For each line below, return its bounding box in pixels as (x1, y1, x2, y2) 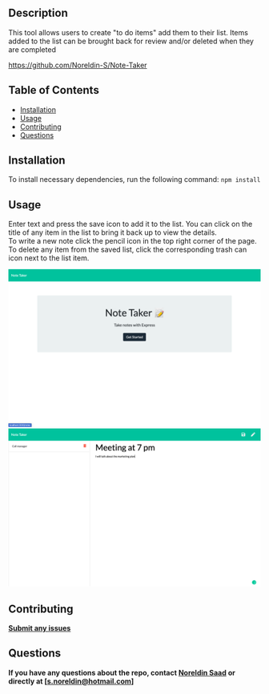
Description (8, 6, 68, 20)
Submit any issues (8, 623, 71, 633)
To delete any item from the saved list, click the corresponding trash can (8, 244, 247, 255)
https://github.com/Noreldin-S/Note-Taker (8, 60, 147, 70)
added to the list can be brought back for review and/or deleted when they (8, 36, 255, 46)
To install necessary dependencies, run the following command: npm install (8, 175, 261, 184)
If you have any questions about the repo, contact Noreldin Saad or (8, 668, 236, 677)
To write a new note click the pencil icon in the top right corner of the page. (8, 236, 258, 246)
